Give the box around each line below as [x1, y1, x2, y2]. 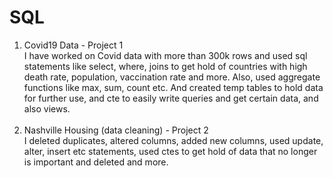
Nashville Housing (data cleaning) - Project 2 [23, 124, 209, 136]
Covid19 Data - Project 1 [23, 39, 124, 51]
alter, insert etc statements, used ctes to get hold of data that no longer [23, 145, 318, 157]
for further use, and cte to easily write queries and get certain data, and [23, 92, 319, 104]
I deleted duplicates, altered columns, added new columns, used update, [23, 134, 324, 146]
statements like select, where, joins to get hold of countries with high [23, 60, 308, 72]
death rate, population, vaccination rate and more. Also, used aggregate [23, 71, 321, 83]
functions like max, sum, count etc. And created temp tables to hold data [23, 81, 324, 93]
